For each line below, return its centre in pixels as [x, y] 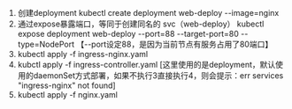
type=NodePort [46, 44]
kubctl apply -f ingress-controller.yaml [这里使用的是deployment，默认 [146, 65]
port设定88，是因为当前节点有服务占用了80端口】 [182, 44]
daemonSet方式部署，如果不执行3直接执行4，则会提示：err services [158, 76]
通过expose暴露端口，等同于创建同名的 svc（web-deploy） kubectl [141, 24]
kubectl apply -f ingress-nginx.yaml [83, 54]
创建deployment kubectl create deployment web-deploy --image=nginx [148, 13]
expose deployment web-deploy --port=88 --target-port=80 [128, 34]
